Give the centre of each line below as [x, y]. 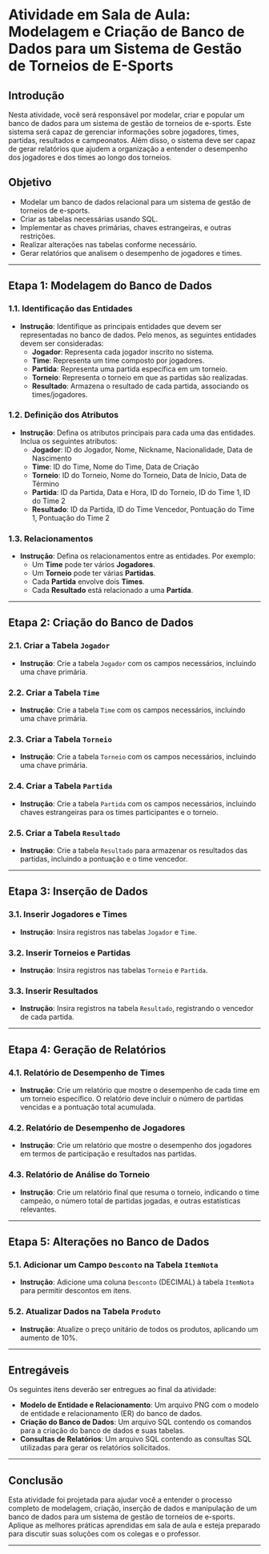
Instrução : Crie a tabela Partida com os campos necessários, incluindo [138, 803]
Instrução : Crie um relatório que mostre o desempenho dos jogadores [136, 1146]
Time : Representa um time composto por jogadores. [118, 360]
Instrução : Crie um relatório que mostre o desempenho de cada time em [140, 1089]
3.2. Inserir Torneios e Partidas [69, 952]
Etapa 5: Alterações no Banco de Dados [109, 1242]
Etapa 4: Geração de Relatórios [87, 1050]
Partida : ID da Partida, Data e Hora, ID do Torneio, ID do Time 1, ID [141, 492]
